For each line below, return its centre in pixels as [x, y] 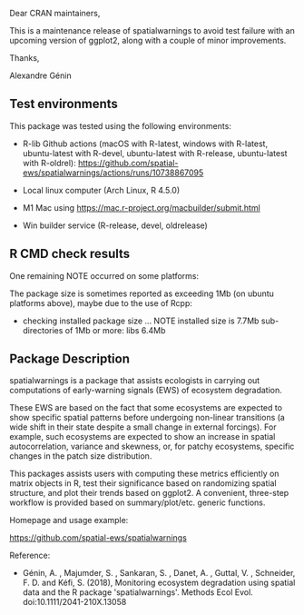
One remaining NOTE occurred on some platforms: [104, 275]
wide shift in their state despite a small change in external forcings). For [143, 427]
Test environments [64, 104]
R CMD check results [70, 254]
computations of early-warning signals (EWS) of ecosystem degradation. [146, 391]
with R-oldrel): [49, 163]
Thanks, [25, 58]
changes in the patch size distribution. [81, 456]
